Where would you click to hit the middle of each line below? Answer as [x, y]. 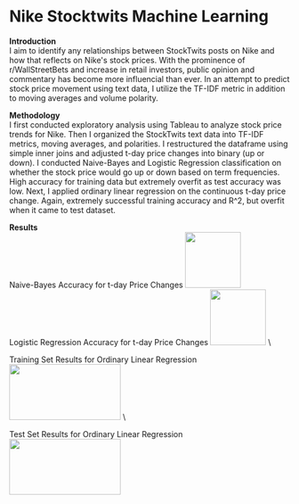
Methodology [35, 115]
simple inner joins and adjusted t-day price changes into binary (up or [137, 153]
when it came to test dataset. [62, 210]
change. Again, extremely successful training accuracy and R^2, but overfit [147, 200]
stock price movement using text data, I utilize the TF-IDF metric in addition [147, 88]
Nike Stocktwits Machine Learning [139, 17]
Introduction [32, 41]
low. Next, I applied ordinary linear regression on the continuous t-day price [148, 191]
